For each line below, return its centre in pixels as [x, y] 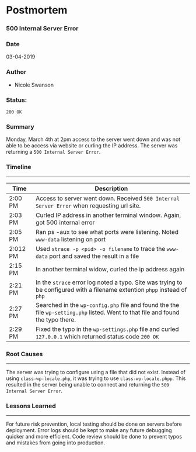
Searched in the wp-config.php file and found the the [108, 305]
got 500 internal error [65, 222]
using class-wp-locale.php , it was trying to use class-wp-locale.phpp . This [96, 378]
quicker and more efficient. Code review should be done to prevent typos [94, 437]
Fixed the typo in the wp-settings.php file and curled [107, 329]
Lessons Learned [31, 406]
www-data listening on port [71, 239]
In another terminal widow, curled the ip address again [110, 269]
